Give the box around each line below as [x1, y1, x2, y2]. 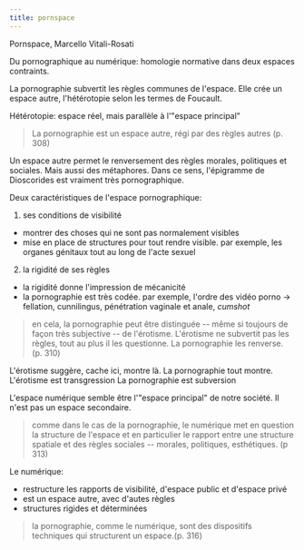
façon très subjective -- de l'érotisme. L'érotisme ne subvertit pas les [31, 328, 289, 339]
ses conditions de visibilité [22, 210, 123, 221]
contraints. [9, 65, 50, 76]
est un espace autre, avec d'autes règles [22, 493, 175, 504]
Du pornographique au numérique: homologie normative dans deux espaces [9, 55, 295, 66]
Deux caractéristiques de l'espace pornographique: [9, 192, 202, 202]
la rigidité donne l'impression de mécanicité [22, 281, 186, 292]
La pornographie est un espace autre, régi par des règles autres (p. [31, 128, 283, 139]
